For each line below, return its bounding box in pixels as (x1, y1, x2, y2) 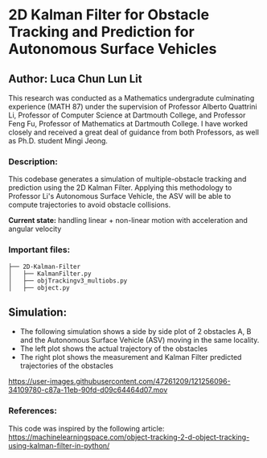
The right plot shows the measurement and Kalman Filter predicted (19, 353, 242, 362)
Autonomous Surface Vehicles (8, 40, 217, 58)
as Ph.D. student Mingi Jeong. (8, 136, 109, 146)
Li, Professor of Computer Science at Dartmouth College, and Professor (8, 110, 246, 120)
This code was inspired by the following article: (8, 423, 165, 433)
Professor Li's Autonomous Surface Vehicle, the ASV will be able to (8, 192, 232, 201)
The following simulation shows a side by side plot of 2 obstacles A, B (19, 327, 252, 336)
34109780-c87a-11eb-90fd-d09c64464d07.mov (8, 385, 168, 395)
